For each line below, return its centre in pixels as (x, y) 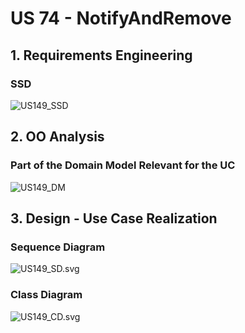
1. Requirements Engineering (101, 55)
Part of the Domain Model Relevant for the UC (123, 165)
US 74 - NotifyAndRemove (121, 18)
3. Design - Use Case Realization (114, 218)
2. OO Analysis (57, 137)
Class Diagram (46, 295)
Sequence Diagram (58, 247)
